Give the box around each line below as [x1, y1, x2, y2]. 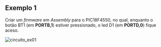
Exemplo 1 [5, 4, 37, 12]
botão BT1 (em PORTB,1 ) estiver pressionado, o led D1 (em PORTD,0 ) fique [5, 22, 156, 28]
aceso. [5, 27, 19, 33]
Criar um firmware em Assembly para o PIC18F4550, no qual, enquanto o [5, 17, 153, 23]
